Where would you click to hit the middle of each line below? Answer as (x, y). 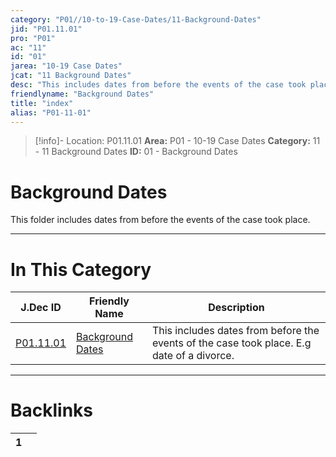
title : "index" (42, 103)
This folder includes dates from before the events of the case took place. (160, 220)
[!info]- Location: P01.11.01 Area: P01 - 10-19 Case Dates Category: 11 (177, 141)
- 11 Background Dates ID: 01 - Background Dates (136, 152)
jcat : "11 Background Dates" (71, 76)
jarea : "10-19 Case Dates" (66, 66)
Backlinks (52, 410)
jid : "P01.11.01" (46, 29)
